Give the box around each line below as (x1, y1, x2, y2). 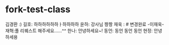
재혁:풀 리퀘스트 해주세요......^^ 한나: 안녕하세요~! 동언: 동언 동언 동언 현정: (5, 27, 153, 34)
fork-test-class (5, 4, 71, 15)
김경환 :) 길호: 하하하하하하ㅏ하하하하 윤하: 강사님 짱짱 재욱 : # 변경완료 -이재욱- (5, 21, 164, 27)
